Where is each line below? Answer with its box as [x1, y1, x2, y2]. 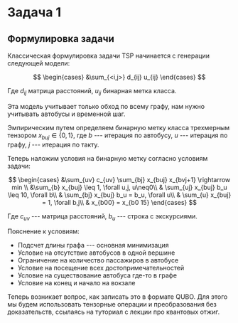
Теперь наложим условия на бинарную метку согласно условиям [7, 154, 208, 162]
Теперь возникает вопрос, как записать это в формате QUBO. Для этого [7, 292, 228, 301]
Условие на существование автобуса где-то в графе [17, 271, 178, 280]
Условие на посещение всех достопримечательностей [17, 264, 185, 272]
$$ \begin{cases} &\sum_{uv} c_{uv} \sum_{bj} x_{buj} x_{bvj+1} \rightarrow [8, 175, 231, 184]
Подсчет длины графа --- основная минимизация [17, 241, 169, 250]
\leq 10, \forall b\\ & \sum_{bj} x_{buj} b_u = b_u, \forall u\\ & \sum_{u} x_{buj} [7, 190, 232, 199]
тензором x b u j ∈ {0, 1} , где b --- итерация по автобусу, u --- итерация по [7, 131, 228, 141]
